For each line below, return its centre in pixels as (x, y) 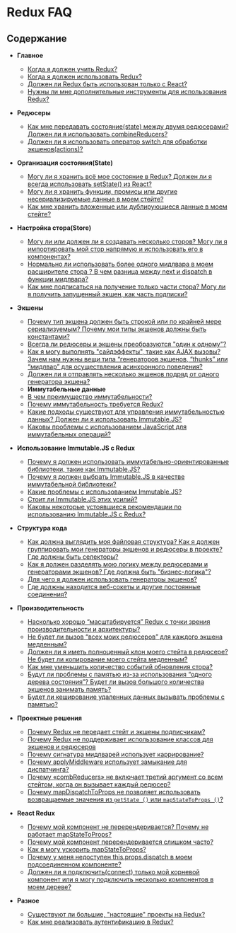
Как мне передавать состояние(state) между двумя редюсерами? (128, 127)
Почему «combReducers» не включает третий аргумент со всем (125, 777)
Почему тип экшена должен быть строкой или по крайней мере (124, 321)
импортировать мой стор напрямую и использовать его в (115, 249)
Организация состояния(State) (65, 163)
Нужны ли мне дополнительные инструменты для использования (127, 92)
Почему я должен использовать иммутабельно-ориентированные (128, 462)
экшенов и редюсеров (61, 747)
